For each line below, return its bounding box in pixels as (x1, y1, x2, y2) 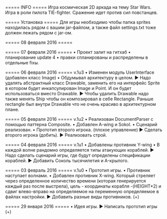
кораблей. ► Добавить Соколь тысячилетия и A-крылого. (5, 158, 129, 164)
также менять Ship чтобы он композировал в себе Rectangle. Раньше (5, 96, 154, 102)
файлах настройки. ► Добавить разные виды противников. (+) (5, 194, 140, 200)
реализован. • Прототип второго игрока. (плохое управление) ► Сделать (5, 127, 163, 133)
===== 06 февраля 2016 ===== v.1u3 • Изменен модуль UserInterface (5, 69, 155, 75)
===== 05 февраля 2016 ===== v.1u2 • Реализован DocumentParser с (5, 116, 154, 122)
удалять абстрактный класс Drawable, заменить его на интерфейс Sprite (5, 80, 161, 86)
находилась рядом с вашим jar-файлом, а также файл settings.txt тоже (5, 24, 156, 30)
